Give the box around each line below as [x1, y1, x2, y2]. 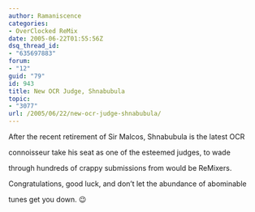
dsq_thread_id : [8, 42, 60, 50]
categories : [8, 19, 49, 28]
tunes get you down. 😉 [8, 195, 87, 204]
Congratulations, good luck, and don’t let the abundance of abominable [8, 179, 247, 189]
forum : [8, 57, 31, 66]
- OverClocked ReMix [8, 27, 79, 35]
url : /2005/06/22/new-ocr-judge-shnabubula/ [8, 110, 162, 118]
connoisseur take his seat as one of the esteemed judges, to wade [8, 147, 231, 157]
